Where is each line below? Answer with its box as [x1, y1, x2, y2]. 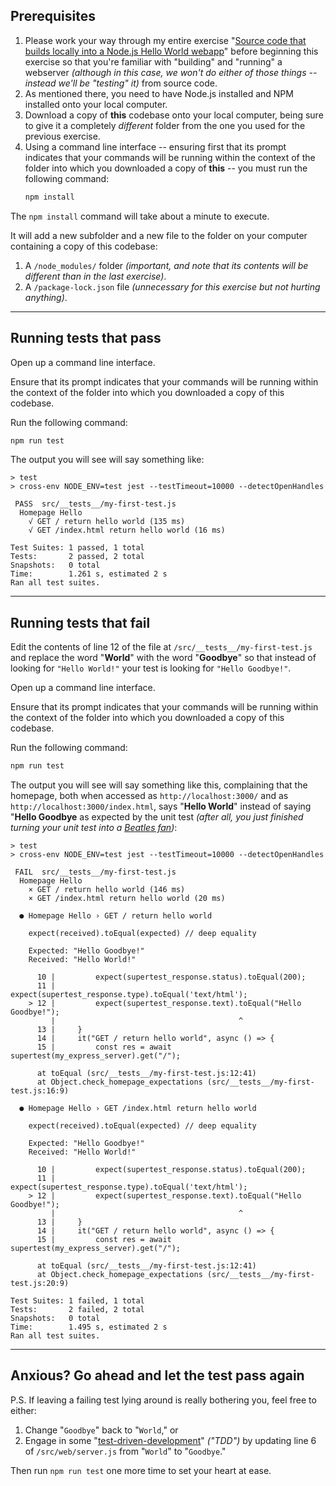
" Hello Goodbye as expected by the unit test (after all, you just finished [10, 811, 304, 823]
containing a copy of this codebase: [10, 240, 158, 252]
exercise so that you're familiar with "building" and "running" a [24, 55, 283, 68]
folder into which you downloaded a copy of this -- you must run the [24, 162, 308, 174]
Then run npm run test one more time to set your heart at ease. [10, 1464, 272, 1476]
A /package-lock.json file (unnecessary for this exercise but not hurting [24, 280, 321, 293]
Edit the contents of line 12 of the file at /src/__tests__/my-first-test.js [10, 641, 313, 653]
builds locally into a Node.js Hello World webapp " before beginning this [24, 45, 319, 57]
